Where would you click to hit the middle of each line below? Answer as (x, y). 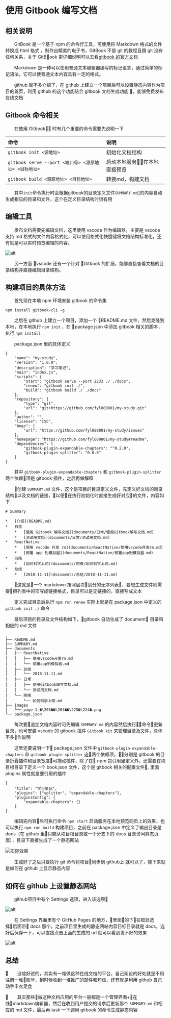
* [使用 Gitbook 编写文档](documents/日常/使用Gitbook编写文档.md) (84, 532)
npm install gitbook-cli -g (35, 310)
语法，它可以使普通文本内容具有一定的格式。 (56, 74)
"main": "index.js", (36, 373)
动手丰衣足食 (19, 986)
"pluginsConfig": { (35, 798)
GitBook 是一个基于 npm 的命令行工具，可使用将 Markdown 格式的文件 (88, 44)
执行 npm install (23, 333)
